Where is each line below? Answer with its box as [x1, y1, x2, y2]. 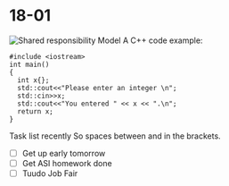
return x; [17, 106, 53, 116]
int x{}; [17, 75, 50, 85]
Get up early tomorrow [21, 148, 106, 158]
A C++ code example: [122, 35, 203, 46]
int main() [9, 60, 50, 69]
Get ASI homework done [21, 158, 113, 168]
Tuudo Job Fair [21, 168, 78, 179]
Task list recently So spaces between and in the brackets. [9, 131, 221, 141]
